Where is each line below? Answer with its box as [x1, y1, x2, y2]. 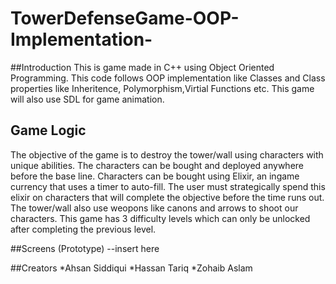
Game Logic [10, 122, 87, 139]
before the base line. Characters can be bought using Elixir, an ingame [10, 170, 300, 182]
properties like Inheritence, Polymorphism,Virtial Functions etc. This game [10, 82, 315, 94]
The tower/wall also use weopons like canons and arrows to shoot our [10, 202, 299, 214]
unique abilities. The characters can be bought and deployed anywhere [10, 159, 304, 171]
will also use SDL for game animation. [10, 93, 165, 105]
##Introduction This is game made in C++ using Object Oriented [10, 61, 275, 73]
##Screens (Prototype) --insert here [10, 242, 160, 254]
